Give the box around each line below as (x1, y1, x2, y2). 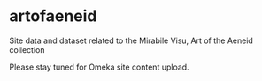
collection (9, 44, 45, 55)
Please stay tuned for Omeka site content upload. (9, 62, 189, 72)
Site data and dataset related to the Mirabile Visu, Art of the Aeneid (9, 35, 254, 46)
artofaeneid (9, 6, 97, 26)
